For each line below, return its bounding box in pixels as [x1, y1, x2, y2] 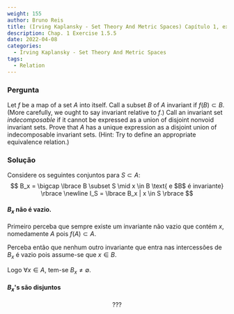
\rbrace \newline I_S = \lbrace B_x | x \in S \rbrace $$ [40, 189, 194, 198]
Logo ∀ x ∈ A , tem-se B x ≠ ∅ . [7, 266, 92, 276]
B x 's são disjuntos [7, 283, 61, 293]
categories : [7, 42, 42, 49]
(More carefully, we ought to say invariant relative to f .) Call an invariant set [7, 108, 223, 116]
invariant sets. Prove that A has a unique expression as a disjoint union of [7, 123, 217, 131]
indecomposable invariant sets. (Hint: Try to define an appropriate [7, 130, 196, 139]
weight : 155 [7, 10, 42, 17]
